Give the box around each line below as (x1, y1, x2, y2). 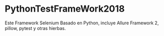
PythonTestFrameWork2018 (5, 3, 125, 15)
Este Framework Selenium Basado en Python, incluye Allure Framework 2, (5, 20, 159, 26)
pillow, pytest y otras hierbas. (5, 25, 66, 31)
